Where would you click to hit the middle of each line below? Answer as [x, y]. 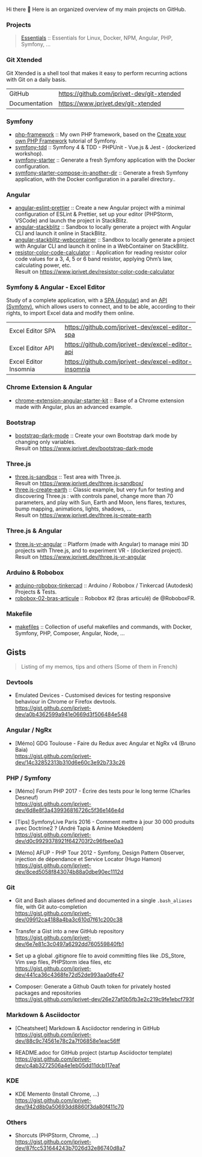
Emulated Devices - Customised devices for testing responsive [93, 695]
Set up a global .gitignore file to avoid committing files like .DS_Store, [100, 956]
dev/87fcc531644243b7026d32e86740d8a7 [70, 1148]
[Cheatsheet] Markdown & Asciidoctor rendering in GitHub [87, 1028]
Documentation [31, 103]
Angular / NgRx [29, 730]
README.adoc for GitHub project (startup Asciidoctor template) [93, 1052]
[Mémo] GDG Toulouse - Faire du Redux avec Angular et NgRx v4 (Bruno [105, 743]
